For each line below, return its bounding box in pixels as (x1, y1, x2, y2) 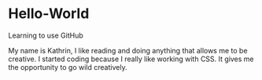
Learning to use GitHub (8, 31, 84, 40)
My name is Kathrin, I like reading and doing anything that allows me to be (8, 45, 248, 55)
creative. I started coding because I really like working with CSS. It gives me (8, 54, 254, 64)
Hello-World (8, 5, 90, 23)
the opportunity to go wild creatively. (8, 62, 127, 71)
